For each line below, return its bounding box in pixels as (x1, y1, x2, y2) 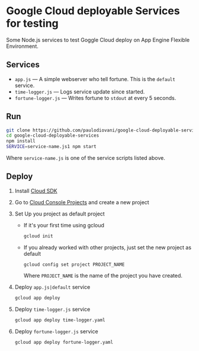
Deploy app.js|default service (14, 283, 91, 291)
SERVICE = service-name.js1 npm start (6, 144, 97, 150)
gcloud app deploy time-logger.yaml (14, 317, 105, 323)
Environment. (6, 43, 38, 50)
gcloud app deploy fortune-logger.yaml (14, 339, 114, 345)
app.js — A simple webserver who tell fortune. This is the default (14, 75, 176, 82)
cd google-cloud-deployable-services (6, 133, 99, 139)
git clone (6, 127, 31, 133)
